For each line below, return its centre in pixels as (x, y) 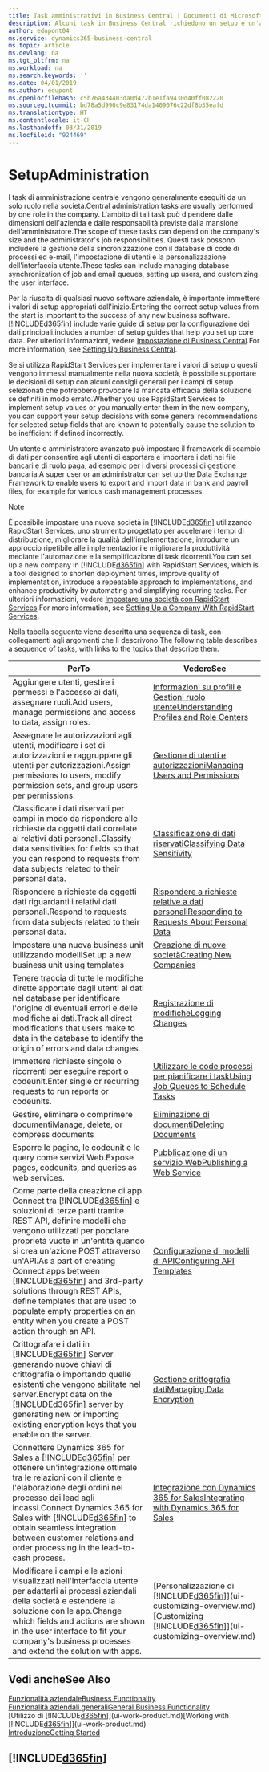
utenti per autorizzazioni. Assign (72, 765)
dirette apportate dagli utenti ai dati (78, 988)
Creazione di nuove (189, 945)
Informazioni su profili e (197, 687)
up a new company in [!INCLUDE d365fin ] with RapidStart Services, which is (133, 565)
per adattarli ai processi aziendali (74, 1591)
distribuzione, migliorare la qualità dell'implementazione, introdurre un (124, 539)
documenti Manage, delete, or (68, 1124)
